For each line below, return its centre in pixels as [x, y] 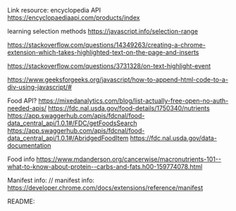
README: [21, 201]
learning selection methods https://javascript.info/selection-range [103, 31]
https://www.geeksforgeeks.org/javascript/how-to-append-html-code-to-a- [118, 79]
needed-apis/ [27, 108]
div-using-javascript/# [40, 87]
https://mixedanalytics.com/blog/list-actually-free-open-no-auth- [133, 101]
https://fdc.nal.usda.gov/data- [173, 138]
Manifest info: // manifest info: [51, 180]
